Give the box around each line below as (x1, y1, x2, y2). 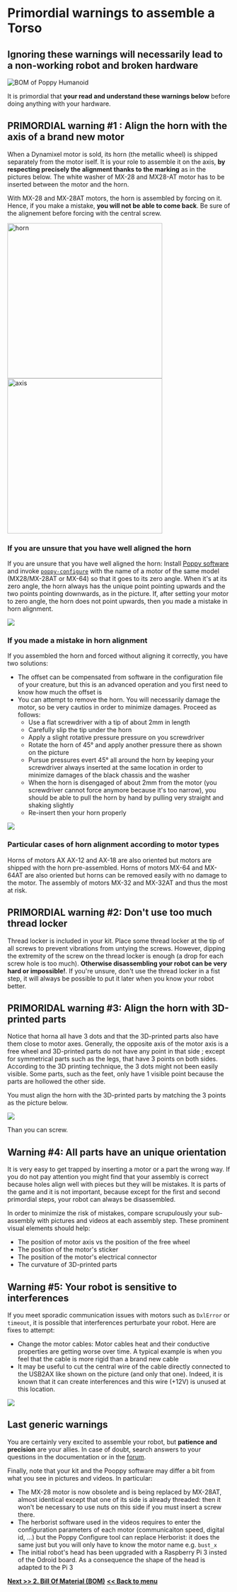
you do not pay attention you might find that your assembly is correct (7, 1173, 209, 1181)
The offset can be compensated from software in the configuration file (17, 673, 224, 682)
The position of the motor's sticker (17, 1245, 119, 1254)
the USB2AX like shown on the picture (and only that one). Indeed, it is (17, 1369, 224, 1378)
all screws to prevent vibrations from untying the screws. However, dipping (7, 944, 226, 952)
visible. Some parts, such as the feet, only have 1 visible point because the (7, 1070, 224, 1078)
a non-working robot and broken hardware (7, 59, 199, 72)
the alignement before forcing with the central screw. (7, 209, 162, 217)
